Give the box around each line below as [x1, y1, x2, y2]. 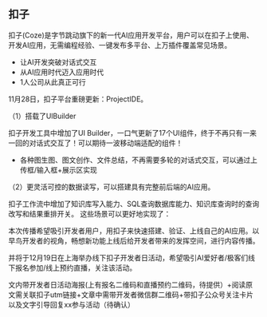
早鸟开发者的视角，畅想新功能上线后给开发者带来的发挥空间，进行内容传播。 [8, 236, 260, 245]
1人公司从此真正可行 [19, 77, 86, 86]
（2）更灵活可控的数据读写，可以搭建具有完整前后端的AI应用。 [8, 182, 215, 192]
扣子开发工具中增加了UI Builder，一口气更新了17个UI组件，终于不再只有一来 [8, 128, 257, 137]
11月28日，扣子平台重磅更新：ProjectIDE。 [8, 94, 148, 104]
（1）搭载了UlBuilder [8, 111, 77, 121]
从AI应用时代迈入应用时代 [19, 67, 104, 77]
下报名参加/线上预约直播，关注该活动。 [8, 263, 137, 272]
